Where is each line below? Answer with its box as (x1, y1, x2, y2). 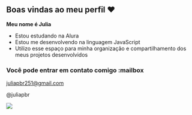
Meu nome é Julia (6, 20, 52, 27)
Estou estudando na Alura (14, 32, 79, 39)
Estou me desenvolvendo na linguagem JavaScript (14, 38, 140, 45)
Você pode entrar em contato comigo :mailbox (6, 66, 144, 74)
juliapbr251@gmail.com (6, 80, 64, 87)
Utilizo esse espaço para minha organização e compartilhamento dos (14, 45, 187, 52)
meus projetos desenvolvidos (14, 51, 88, 58)
